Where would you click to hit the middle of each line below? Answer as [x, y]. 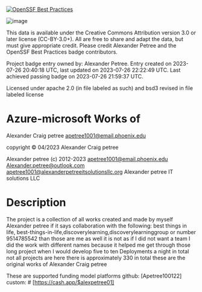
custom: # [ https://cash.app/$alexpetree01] [60, 282]
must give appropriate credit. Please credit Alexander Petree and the [91, 46]
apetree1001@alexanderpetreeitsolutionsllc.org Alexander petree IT [90, 171]
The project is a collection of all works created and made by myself [90, 219]
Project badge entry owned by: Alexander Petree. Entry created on [89, 64]
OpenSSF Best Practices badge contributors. [62, 52]
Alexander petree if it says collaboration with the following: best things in [96, 226]
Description [36, 203]
